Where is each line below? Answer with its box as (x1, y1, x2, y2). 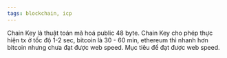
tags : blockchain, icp (7, 10, 72, 17)
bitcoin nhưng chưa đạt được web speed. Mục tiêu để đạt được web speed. (7, 43, 220, 51)
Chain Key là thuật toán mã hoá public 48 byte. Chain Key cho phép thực (7, 29, 213, 37)
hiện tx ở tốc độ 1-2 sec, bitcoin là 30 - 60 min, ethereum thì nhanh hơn (7, 35, 208, 44)
